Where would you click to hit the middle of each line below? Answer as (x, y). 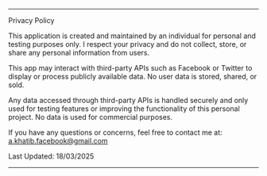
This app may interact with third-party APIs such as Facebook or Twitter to (130, 68)
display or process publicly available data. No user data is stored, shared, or (133, 77)
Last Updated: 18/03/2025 (51, 156)
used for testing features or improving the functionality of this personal (124, 109)
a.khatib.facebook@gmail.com (58, 141)
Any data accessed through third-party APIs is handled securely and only (128, 100)
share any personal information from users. (79, 53)
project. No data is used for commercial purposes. (91, 117)
